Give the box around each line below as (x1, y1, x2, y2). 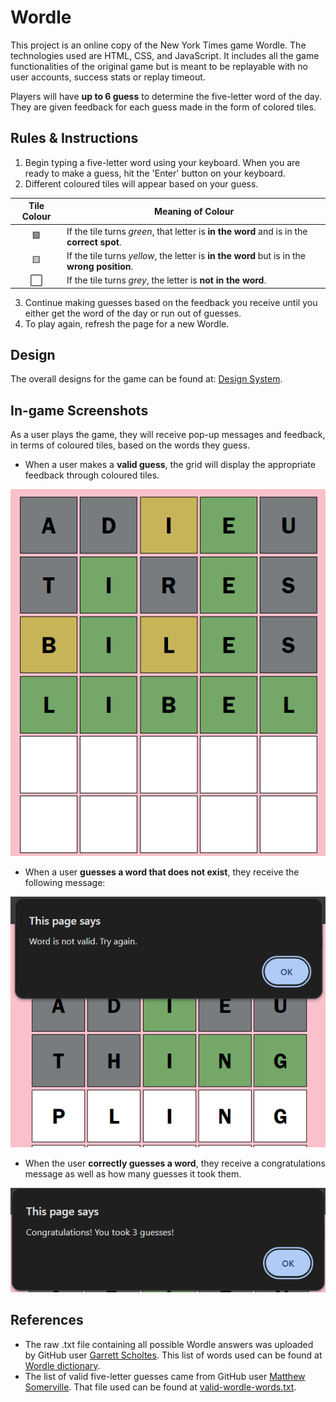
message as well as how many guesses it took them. (24, 1168, 242, 1180)
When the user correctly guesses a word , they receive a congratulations (24, 1157, 326, 1170)
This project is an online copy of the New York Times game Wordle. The (10, 39, 307, 51)
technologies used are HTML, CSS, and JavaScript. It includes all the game (10, 49, 320, 61)
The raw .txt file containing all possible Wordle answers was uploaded (24, 1338, 314, 1350)
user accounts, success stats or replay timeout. (10, 71, 206, 83)
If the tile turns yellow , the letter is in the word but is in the (66, 249, 306, 261)
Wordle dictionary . (24, 1359, 101, 1371)
